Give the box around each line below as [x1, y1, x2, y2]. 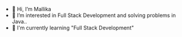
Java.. [11, 18, 27, 25]
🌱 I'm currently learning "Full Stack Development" [11, 24, 134, 31]
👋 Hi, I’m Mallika [11, 6, 52, 12]
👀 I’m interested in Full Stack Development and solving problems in [11, 12, 176, 19]
